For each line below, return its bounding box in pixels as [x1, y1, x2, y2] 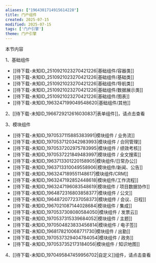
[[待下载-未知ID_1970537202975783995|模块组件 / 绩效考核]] [12, 145, 142, 151]
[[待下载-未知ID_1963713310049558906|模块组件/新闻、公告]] [12, 164, 143, 170]
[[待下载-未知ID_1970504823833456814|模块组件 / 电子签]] [12, 222, 138, 228]
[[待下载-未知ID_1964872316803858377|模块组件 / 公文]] [12, 190, 133, 196]
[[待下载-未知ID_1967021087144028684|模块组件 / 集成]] [12, 203, 132, 209]
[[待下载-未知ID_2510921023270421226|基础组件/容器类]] [12, 68, 135, 74]
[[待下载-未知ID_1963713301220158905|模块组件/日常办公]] [12, 158, 138, 164]
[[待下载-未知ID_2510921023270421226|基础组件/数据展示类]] [12, 87, 143, 93]
